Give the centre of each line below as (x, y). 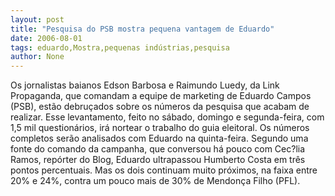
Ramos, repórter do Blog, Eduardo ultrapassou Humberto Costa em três (158, 160)
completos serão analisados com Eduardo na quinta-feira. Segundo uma (159, 138)
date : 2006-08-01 (46, 38)
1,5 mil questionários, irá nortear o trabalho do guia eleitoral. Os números (160, 128)
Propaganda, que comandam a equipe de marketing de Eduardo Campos (161, 96)
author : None (37, 57)
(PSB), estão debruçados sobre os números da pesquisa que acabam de (160, 107)
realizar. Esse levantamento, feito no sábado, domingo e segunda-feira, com (167, 117)
